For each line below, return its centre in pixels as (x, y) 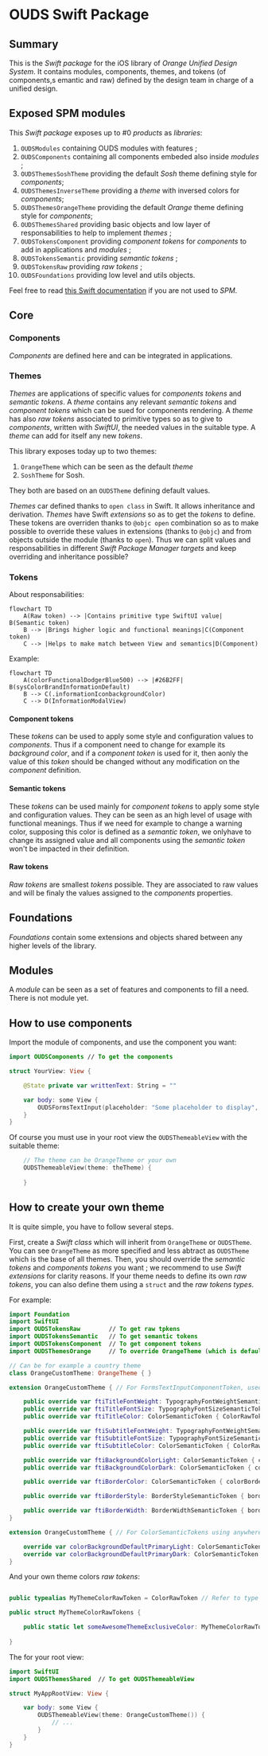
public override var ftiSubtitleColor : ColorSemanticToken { (126, 1446)
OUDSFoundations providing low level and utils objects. (108, 275)
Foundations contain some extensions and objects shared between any (126, 937)
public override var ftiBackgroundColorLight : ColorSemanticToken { (139, 1460)
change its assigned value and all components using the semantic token (127, 840)
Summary (34, 44)
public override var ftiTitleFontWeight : (93, 1402)
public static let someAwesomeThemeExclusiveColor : (111, 1627)
